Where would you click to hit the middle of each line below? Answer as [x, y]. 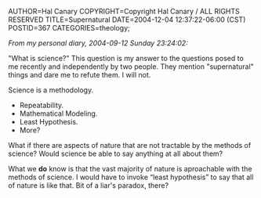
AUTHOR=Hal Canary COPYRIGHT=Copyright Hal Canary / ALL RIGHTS [124, 11]
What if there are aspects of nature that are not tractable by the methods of [130, 145]
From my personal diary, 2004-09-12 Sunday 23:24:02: [98, 43]
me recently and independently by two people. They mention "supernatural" [131, 67]
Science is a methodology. [51, 90]
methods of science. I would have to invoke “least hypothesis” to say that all [131, 177]
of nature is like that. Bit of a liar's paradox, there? [89, 185]
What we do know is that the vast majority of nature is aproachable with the [130, 169]
